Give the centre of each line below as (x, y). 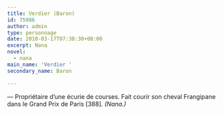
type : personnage (32, 33)
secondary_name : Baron (39, 71)
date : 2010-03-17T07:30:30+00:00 (55, 39)
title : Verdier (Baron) (41, 13)
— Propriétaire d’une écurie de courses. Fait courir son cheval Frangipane (111, 96)
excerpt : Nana (27, 45)
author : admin (27, 26)
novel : (16, 52)
